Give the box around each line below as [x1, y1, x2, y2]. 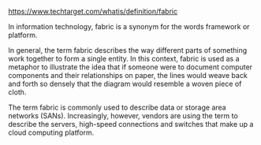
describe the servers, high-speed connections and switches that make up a [8, 120, 254, 128]
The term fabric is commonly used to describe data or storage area [8, 102, 226, 112]
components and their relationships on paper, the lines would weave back [8, 71, 248, 80]
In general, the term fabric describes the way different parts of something [8, 46, 248, 54]
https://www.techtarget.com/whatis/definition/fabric [8, 7, 178, 16]
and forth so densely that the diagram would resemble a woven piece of [8, 79, 242, 88]
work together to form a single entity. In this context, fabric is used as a [8, 54, 240, 63]
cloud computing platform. [8, 128, 95, 137]
